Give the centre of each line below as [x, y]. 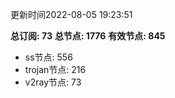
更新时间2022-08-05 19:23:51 [71, 14]
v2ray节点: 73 [53, 82]
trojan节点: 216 [55, 69]
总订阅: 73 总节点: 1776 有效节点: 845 [88, 36]
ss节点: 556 [48, 57]
